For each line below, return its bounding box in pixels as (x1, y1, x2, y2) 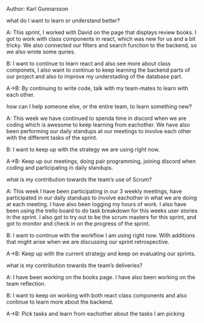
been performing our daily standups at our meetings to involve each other (6, 128, 192, 134)
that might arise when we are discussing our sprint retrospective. (6, 238, 169, 245)
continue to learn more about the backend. (6, 298, 114, 305)
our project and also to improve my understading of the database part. (6, 73, 183, 80)
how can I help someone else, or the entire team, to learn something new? (6, 103, 192, 110)
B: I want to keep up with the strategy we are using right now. (6, 146, 160, 153)
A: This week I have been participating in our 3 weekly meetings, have (6, 188, 183, 195)
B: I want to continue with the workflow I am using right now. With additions (6, 232, 195, 239)
